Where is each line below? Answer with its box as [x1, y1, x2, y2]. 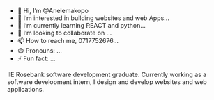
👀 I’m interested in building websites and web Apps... [17, 14, 169, 22]
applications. [7, 85, 44, 93]
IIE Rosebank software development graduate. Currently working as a [7, 70, 207, 78]
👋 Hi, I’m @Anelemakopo [17, 7, 89, 15]
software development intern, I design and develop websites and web [7, 78, 207, 86]
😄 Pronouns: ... [17, 47, 63, 55]
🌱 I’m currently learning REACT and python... [17, 22, 146, 29]
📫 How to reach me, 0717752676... [17, 37, 119, 44]
